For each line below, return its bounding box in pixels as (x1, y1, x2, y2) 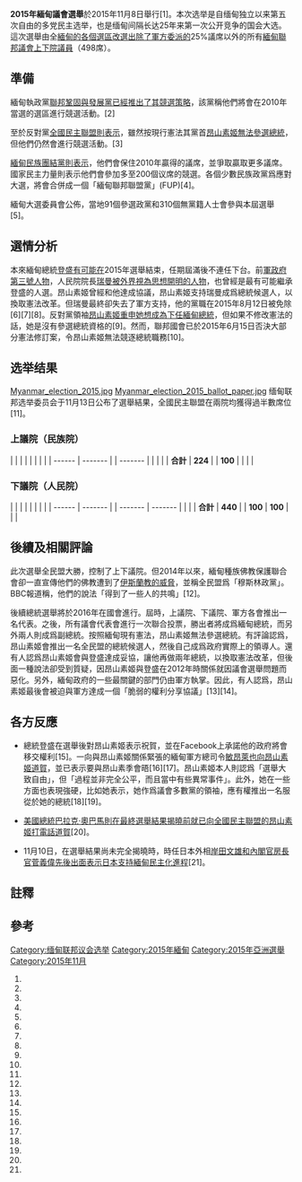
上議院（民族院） (10, 433, 84, 445)
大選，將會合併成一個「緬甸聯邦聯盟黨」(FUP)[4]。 (10, 179, 200, 190)
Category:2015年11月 (10, 955, 87, 966)
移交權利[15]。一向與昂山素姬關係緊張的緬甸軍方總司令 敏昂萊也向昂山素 (22, 751, 289, 762)
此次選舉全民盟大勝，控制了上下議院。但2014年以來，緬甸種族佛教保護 (10, 565, 272, 576)
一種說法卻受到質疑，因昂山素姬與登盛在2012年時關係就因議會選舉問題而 (17, 663, 288, 674)
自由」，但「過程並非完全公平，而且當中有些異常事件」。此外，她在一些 (30, 774, 290, 784)
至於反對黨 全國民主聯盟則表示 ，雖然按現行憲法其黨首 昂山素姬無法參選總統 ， (10, 127, 293, 137)
